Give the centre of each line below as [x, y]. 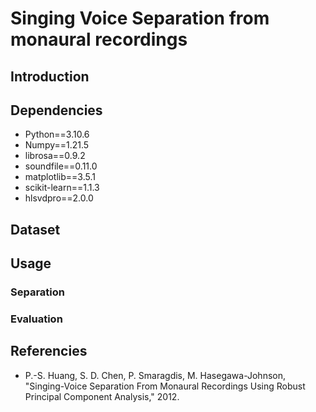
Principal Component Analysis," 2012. [102, 396]
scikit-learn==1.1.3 [62, 188]
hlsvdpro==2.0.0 [59, 198]
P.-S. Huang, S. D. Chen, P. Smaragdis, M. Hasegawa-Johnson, [155, 375]
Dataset [35, 229]
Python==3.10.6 [57, 134]
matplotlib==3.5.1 [60, 177]
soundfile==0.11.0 [61, 166]
